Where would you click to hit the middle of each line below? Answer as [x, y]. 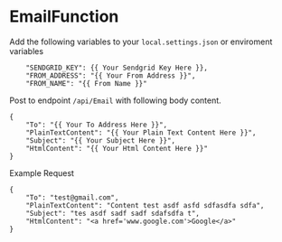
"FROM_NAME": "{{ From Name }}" [86, 83]
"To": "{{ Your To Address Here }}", [97, 125]
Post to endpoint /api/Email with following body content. [115, 100]
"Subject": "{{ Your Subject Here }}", [101, 140]
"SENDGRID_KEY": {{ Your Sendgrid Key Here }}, [117, 68]
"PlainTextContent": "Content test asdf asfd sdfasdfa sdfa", [145, 205]
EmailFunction [64, 17]
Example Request [42, 172]
